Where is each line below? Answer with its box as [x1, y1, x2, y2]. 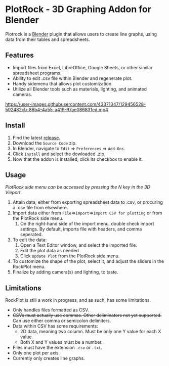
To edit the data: [12, 237, 47, 243]
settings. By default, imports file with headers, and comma [20, 226, 142, 232]
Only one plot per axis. [12, 350, 60, 356]
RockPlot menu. [12, 264, 46, 270]
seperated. [20, 232, 43, 238]
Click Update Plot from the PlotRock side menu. [20, 253, 120, 259]
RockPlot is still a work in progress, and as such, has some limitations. [5, 297, 151, 303]
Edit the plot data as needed [20, 248, 79, 254]
